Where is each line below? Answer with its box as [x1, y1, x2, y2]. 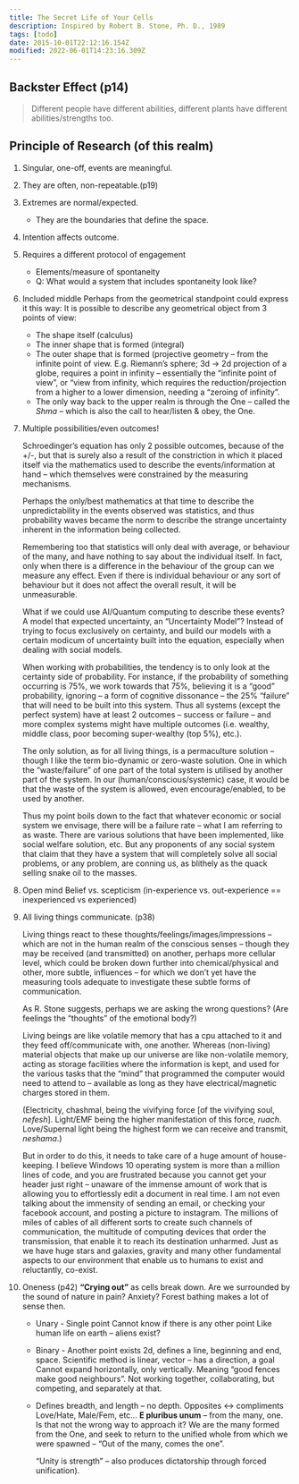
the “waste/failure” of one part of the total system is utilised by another [21, 764, 284, 775]
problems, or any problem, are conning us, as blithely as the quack [21, 858, 268, 869]
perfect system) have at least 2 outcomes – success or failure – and [21, 708, 271, 720]
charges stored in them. [21, 1087, 110, 1098]
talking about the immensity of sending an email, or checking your [21, 1198, 266, 1208]
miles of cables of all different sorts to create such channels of [21, 1217, 253, 1227]
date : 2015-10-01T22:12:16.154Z [9, 38, 129, 47]
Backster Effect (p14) [9, 80, 129, 95]
